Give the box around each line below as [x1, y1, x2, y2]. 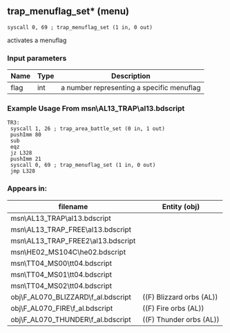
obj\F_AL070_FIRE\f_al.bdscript [10, 303, 113, 313]
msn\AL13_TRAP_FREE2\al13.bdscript [10, 235, 136, 245]
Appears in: [7, 183, 48, 193]
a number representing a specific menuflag [61, 83, 202, 93]
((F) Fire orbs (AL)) [142, 303, 204, 313]
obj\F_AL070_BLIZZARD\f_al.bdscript [10, 292, 131, 302]
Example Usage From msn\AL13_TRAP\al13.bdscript [7, 104, 185, 114]
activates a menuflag [7, 36, 67, 44]
